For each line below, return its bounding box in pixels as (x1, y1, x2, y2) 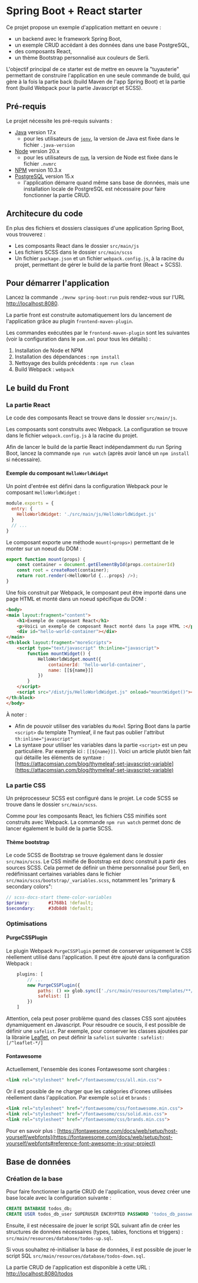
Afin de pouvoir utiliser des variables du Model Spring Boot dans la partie (14, 722, 190, 729)
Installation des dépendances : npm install (14, 353, 120, 360)
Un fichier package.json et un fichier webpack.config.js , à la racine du (14, 254, 184, 261)
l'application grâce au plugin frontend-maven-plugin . (6, 318, 134, 325)
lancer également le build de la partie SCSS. (6, 825, 113, 832)
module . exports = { (6, 500, 54, 506)
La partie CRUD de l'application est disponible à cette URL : (6, 1264, 150, 1271)
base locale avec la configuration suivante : (6, 1194, 112, 1201)
